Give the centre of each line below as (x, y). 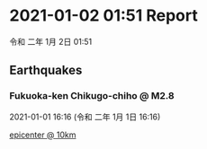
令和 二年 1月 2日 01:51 (51, 41)
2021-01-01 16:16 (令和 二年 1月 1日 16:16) (85, 117)
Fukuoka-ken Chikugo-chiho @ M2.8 (92, 96)
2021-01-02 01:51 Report (103, 16)
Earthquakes (46, 70)
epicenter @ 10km (43, 135)
